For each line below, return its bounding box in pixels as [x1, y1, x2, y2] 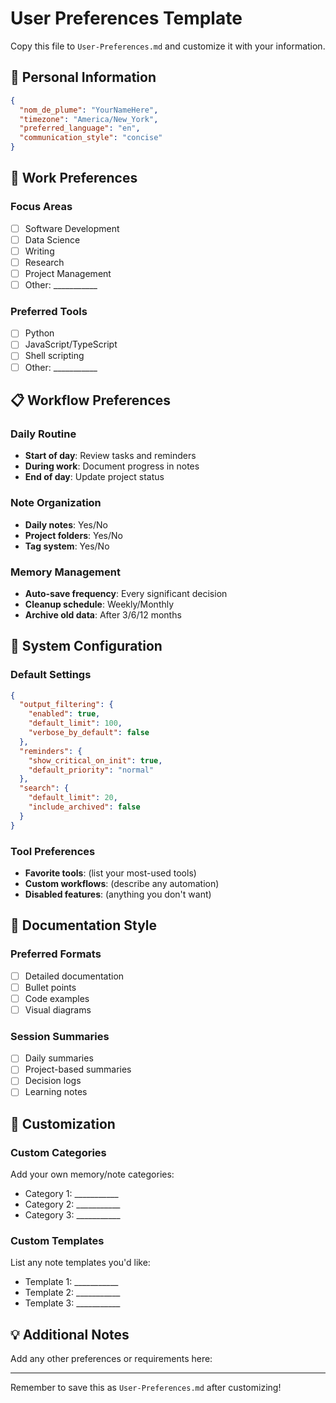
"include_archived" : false [28, 802, 141, 812]
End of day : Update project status [24, 471, 165, 483]
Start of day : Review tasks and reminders [24, 450, 197, 462]
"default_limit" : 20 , [28, 793, 118, 803]
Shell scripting [24, 350, 85, 362]
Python [24, 327, 55, 339]
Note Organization [10, 496, 102, 510]
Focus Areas [10, 200, 73, 214]
